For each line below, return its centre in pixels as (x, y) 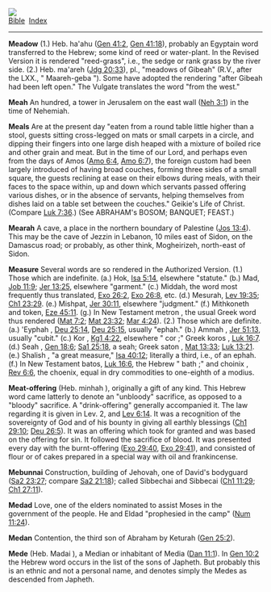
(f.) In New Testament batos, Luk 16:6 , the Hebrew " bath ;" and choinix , (128, 364)
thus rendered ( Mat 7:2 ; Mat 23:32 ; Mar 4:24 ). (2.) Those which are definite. (135, 321)
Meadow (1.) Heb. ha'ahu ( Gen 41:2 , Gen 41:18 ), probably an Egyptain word (133, 44)
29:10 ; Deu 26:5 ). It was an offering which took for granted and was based (132, 431)
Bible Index (28, 21)
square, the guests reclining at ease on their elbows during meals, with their (134, 178)
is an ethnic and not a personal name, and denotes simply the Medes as (128, 571)
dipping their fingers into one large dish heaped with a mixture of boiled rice (135, 144)
